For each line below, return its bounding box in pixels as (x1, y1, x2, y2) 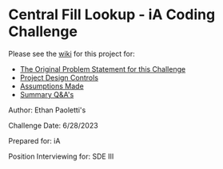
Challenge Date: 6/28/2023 (8, 120, 98, 130)
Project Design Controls (19, 73, 98, 82)
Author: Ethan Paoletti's (8, 105, 86, 115)
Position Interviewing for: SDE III (8, 151, 114, 161)
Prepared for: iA (8, 136, 61, 145)
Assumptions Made (19, 81, 84, 91)
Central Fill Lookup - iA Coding (8, 6, 216, 24)
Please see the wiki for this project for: (8, 49, 135, 58)
